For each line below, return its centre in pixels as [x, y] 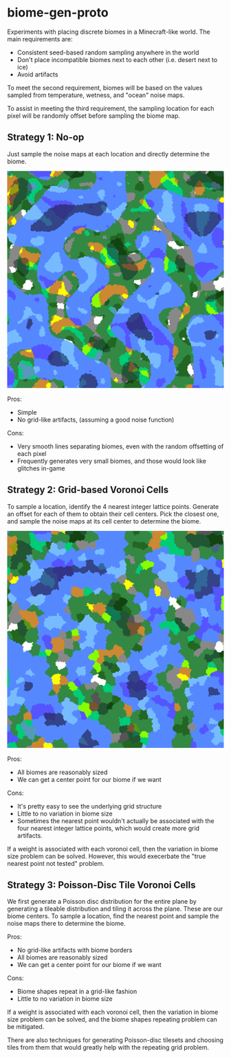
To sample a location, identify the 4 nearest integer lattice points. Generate [113, 506]
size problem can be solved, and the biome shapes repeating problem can [112, 1019]
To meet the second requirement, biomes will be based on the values [105, 87]
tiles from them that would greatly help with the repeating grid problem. [108, 1048]
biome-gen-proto [58, 13]
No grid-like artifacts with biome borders [75, 950]
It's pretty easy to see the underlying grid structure [89, 806]
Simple [27, 412]
